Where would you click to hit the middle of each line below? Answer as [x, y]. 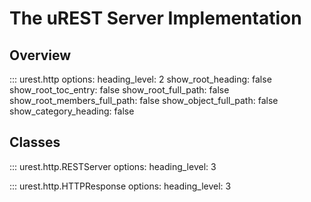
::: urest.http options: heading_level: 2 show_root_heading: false [140, 79]
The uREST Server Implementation [155, 18]
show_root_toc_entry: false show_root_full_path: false [119, 90]
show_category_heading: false [72, 111]
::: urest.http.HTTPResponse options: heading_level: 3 [120, 186]
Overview [40, 55]
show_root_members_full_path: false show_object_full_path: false [144, 100]
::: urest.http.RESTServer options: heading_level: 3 [113, 166]
